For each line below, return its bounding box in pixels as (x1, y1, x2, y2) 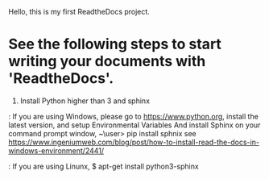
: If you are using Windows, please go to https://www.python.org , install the (8, 111, 259, 121)
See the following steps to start (8, 35, 221, 53)
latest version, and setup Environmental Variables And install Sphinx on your (8, 120, 261, 130)
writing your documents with (8, 52, 206, 71)
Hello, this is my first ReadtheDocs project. (8, 7, 151, 16)
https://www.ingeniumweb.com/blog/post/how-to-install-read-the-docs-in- (8, 137, 260, 147)
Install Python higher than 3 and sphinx (19, 96, 151, 106)
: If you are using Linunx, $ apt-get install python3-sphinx (8, 161, 199, 171)
